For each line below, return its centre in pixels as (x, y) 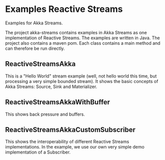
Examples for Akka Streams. (34, 23)
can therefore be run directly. (35, 48)
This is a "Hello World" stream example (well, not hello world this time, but (81, 76)
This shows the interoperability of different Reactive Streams (67, 142)
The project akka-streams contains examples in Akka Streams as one (76, 32)
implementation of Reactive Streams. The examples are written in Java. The (82, 38)
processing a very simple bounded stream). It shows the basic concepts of (82, 81)
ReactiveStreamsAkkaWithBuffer (58, 102)
